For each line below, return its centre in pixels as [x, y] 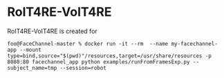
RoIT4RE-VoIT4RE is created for [53, 31]
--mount [30, 50]
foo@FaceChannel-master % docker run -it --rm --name [88, 43]
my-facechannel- [194, 43]
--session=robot [83, 68]
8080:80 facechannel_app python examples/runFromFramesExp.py [99, 62]
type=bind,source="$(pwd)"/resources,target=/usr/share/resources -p [110, 56]
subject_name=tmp [32, 68]
